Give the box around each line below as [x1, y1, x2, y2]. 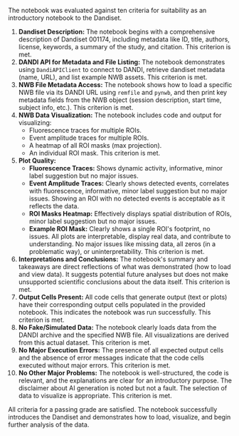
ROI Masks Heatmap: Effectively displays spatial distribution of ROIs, [28, 210, 232, 218]
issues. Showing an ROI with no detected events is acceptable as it [28, 194, 225, 203]
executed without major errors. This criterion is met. [18, 361, 171, 370]
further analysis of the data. [8, 420, 90, 429]
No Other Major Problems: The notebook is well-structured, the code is [18, 369, 230, 377]
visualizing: [18, 118, 52, 127]
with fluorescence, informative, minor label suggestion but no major [28, 187, 228, 195]
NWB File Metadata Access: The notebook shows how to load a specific [18, 81, 233, 88]
